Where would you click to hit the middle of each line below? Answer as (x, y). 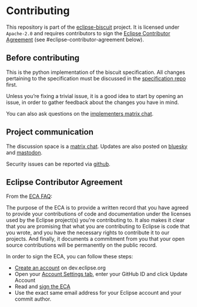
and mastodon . (24, 152)
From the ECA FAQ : (29, 196)
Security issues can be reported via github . (58, 164)
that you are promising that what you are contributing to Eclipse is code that (98, 227)
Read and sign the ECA (42, 286)
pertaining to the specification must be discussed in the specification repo (96, 78)
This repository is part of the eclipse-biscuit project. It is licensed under (93, 27)
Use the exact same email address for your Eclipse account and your (98, 293)
